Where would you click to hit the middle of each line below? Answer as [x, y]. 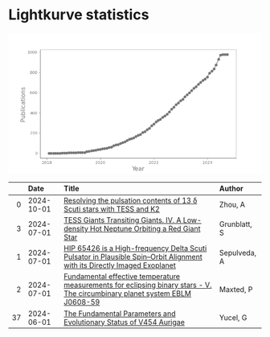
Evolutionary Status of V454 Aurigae [124, 322]
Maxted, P [236, 289]
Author [231, 189]
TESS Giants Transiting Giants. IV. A [123, 220]
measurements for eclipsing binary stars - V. [138, 285]
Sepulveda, [238, 253]
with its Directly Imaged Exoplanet [120, 265]
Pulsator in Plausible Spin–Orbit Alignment [133, 257]
